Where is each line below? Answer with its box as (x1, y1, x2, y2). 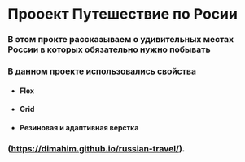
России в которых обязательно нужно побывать (7, 44, 211, 55)
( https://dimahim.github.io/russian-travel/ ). (7, 143, 186, 154)
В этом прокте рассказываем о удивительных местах (7, 34, 234, 45)
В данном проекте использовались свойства (7, 66, 197, 77)
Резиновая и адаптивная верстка (19, 122, 139, 132)
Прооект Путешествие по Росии (7, 5, 238, 23)
